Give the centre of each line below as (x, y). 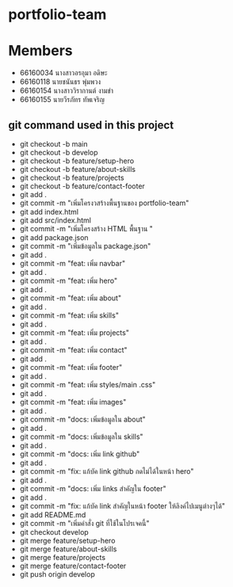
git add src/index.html (55, 220)
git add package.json (54, 237)
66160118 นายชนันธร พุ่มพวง (60, 82)
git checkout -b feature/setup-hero (77, 161)
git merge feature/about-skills (68, 549)
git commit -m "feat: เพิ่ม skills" (69, 315)
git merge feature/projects (62, 557)
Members (40, 51)
